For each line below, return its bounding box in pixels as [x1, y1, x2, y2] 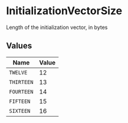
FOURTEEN [9, 88, 34, 95]
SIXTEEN [9, 108, 31, 114]
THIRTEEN [9, 79, 34, 85]
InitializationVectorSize [6, 4, 123, 18]
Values [6, 41, 32, 51]
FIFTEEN [9, 98, 31, 105]
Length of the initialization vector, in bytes [6, 24, 108, 31]
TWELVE [9, 69, 28, 76]
